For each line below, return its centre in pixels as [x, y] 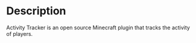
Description [36, 11]
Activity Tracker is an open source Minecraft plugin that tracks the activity [98, 27]
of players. [20, 33]
